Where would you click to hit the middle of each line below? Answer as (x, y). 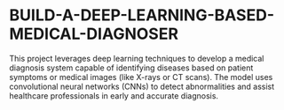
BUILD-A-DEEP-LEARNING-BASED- (142, 15)
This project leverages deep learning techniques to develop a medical (137, 58)
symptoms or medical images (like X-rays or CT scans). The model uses (141, 77)
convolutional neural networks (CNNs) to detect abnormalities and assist (142, 86)
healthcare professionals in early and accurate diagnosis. (114, 95)
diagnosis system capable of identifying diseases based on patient (131, 68)
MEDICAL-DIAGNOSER (94, 34)
